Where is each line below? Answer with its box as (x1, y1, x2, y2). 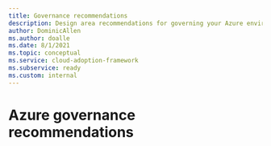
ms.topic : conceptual (8, 49, 81, 57)
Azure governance (8, 106, 135, 124)
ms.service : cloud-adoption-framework (8, 57, 139, 65)
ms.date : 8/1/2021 (8, 42, 70, 50)
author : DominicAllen (8, 26, 81, 34)
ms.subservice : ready (8, 64, 81, 72)
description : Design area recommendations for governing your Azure (8, 19, 244, 27)
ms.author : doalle (8, 34, 70, 43)
